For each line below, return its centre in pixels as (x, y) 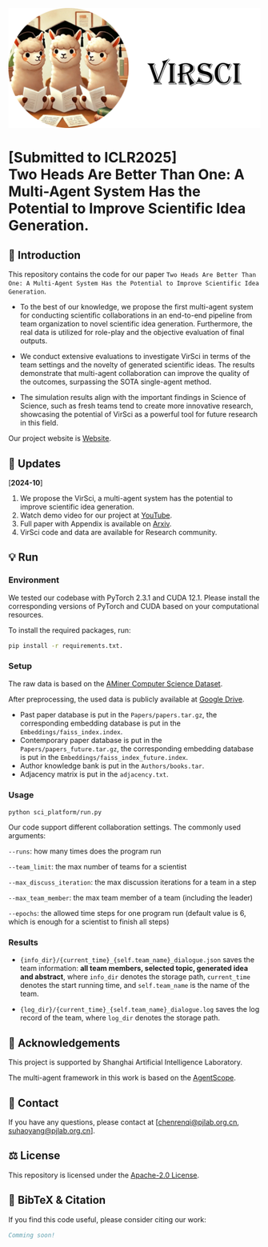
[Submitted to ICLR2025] (93, 158)
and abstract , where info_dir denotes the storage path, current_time (135, 977)
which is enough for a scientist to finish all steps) (89, 922)
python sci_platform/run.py (55, 813)
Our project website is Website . (60, 438)
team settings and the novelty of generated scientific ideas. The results (137, 365)
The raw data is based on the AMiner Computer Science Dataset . (116, 683)
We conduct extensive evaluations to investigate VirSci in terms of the (135, 357)
